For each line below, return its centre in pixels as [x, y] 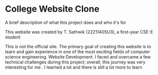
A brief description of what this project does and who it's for [66, 22]
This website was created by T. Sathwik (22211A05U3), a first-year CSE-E [79, 32]
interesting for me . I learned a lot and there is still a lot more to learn [74, 67]
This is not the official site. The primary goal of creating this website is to [78, 46]
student [13, 37]
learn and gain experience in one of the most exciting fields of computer [78, 52]
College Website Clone [52, 9]
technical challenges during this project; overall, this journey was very [75, 62]
